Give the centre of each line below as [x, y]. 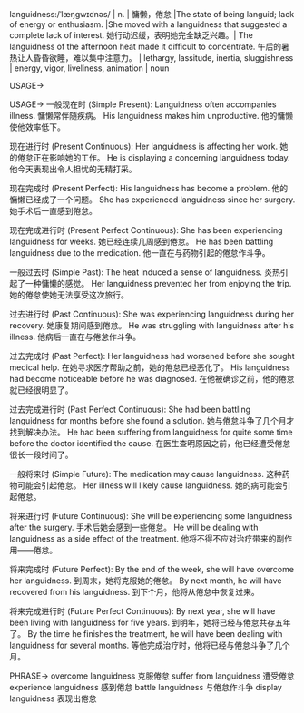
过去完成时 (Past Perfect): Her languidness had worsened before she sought [152, 356]
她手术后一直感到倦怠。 [53, 211]
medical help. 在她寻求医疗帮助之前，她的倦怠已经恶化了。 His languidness [150, 367]
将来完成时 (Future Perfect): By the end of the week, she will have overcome [152, 569]
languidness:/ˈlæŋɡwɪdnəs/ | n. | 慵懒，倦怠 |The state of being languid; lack [152, 14]
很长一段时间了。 [41, 454]
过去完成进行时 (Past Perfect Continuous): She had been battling [130, 409]
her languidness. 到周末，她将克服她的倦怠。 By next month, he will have [146, 581]
